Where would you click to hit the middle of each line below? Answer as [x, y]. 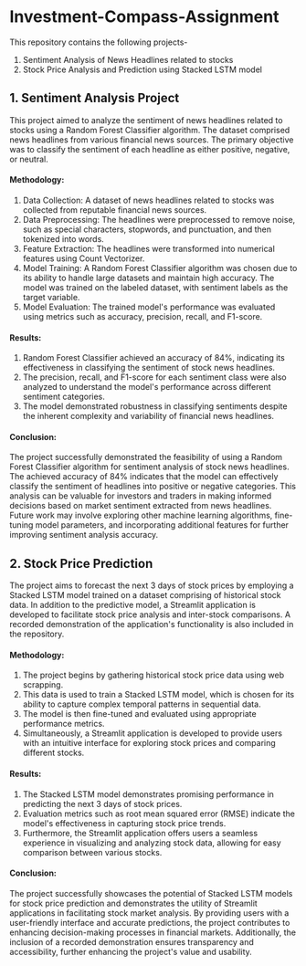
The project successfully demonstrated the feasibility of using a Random [146, 457]
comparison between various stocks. [92, 852]
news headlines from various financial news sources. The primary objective [152, 140]
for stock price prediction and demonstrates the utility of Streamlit [133, 903]
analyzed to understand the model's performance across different [147, 387]
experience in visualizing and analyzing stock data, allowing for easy [152, 843]
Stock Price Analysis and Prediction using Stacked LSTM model [142, 69]
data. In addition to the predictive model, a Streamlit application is [132, 605]
